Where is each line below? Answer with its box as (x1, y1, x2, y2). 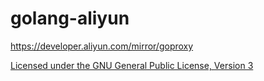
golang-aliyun (10, 7, 130, 30)
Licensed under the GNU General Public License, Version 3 (10, 59, 254, 71)
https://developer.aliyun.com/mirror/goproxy (10, 40, 194, 52)
